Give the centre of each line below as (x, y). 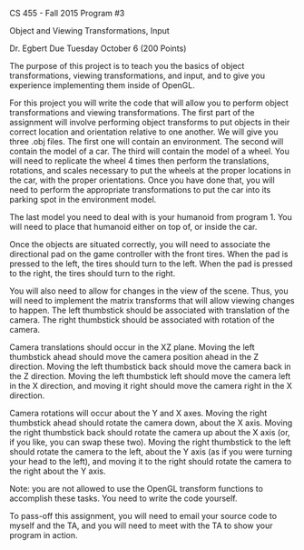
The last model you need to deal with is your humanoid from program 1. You (151, 217)
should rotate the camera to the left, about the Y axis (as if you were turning (151, 452)
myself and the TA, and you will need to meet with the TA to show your (142, 525)
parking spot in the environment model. (83, 200)
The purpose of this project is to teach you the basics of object (127, 66)
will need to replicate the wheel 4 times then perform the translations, (139, 161)
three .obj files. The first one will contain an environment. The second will (147, 141)
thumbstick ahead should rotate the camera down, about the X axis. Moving (151, 423)
